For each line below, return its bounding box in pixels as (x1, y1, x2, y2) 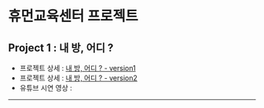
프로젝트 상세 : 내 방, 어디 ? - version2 (19, 73, 137, 83)
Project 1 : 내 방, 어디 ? (8, 41, 114, 54)
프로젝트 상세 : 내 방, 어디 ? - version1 (19, 64, 136, 73)
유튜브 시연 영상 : (19, 84, 72, 92)
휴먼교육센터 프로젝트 (8, 7, 139, 25)
